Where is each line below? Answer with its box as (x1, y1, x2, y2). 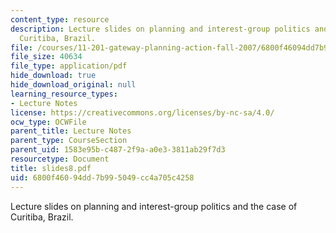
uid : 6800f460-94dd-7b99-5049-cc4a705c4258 (10, 172, 195, 183)
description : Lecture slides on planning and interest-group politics (10, 24, 311, 34)
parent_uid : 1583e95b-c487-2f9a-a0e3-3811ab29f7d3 (10, 145, 226, 155)
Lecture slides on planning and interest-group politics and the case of (10, 200, 298, 212)
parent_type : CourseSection (10, 136, 128, 146)
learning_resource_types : (10, 89, 118, 99)
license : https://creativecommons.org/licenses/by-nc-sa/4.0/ (10, 107, 275, 118)
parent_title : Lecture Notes (10, 126, 132, 136)
